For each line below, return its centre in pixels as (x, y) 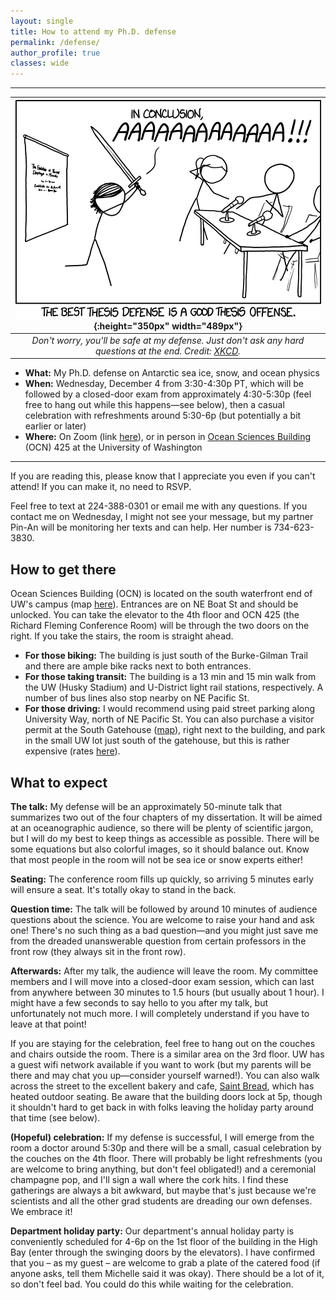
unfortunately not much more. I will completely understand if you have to (160, 1013)
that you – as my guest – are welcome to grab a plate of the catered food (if (165, 1263)
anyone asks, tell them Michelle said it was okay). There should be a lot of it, (167, 1273)
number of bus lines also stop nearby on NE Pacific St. (137, 698)
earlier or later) (55, 426)
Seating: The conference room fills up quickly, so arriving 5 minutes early (162, 879)
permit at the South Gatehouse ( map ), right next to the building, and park (175, 730)
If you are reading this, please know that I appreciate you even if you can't (163, 476)
